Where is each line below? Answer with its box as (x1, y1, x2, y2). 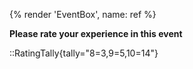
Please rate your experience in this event (9, 28, 183, 39)
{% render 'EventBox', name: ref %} (9, 9, 157, 20)
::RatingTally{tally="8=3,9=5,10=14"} (9, 47, 159, 59)
